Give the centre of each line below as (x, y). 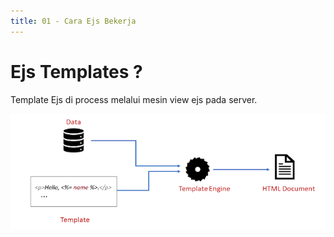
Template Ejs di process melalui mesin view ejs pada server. (134, 99)
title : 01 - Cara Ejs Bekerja (73, 21)
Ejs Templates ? (76, 71)
